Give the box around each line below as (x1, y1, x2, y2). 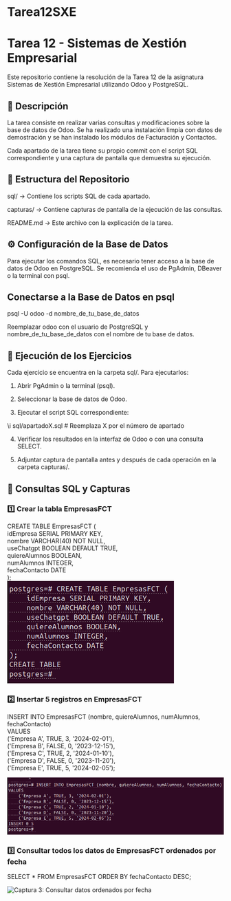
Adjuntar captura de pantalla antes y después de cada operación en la (16, 455, 217, 464)
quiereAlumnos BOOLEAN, (7, 551, 82, 559)
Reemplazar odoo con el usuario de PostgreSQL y (7, 323, 148, 331)
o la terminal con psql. (7, 271, 70, 279)
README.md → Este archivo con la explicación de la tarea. (7, 218, 173, 227)
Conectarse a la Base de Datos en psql (7, 291, 175, 303)
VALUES (7, 727, 31, 736)
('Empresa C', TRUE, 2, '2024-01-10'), (7, 749, 114, 757)
